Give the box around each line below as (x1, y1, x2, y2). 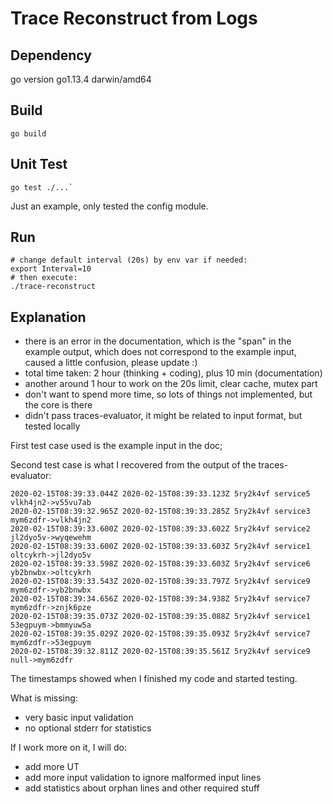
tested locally (24, 420, 81, 432)
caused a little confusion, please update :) (24, 357, 198, 369)
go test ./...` (10, 182, 74, 192)
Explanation (10, 308, 87, 326)
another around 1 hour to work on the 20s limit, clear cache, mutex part (24, 378, 318, 390)
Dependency (10, 47, 92, 64)
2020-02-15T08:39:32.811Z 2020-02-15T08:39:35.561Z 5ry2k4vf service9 (10, 647, 311, 657)
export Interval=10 (10, 264, 92, 274)
